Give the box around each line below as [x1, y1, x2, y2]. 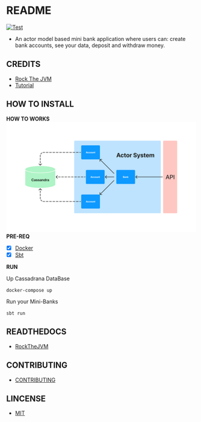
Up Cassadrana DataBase [6, 275, 70, 282]
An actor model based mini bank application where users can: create [14, 35, 186, 42]
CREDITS [6, 59, 41, 69]
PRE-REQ [6, 233, 30, 240]
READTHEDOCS [6, 327, 67, 337]
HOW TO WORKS [6, 115, 50, 122]
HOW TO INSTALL [6, 99, 74, 109]
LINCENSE [6, 394, 46, 404]
